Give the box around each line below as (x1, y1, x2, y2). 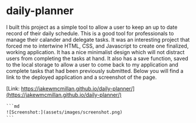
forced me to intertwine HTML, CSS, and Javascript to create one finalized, (6, 42, 189, 49)
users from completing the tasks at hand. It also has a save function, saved (6, 55, 189, 62)
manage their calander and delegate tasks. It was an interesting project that (6, 36, 190, 43)
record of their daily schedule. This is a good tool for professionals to (6, 29, 174, 36)
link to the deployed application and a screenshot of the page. (6, 74, 157, 81)
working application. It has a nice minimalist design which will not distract (6, 48, 185, 55)
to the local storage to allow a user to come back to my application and (6, 61, 179, 68)
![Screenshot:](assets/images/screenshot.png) (6, 109, 123, 115)
